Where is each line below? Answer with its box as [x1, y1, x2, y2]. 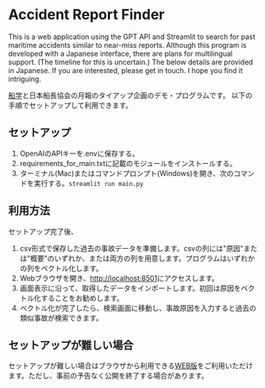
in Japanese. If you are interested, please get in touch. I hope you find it [8, 65, 244, 75]
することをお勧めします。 [40, 293, 125, 303]
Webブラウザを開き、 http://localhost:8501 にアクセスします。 [19, 273, 220, 283]
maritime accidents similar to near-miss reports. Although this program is [8, 40, 248, 49]
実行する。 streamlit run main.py [33, 178, 144, 188]
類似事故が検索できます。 [19, 312, 103, 323]
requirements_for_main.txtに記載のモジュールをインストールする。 [19, 158, 237, 168]
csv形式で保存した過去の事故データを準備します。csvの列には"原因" [19, 243, 244, 253]
